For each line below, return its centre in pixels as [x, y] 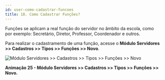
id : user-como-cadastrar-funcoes [39, 10]
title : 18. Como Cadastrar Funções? [43, 14]
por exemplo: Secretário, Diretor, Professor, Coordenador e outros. [73, 34]
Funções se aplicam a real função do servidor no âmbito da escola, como [80, 28]
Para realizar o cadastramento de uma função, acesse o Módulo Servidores [82, 43]
